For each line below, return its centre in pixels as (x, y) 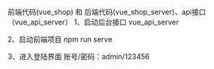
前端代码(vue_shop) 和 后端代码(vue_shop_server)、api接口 (107, 12)
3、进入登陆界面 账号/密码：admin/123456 (79, 56)
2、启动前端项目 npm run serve (60, 39)
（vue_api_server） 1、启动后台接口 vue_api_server (93, 22)
